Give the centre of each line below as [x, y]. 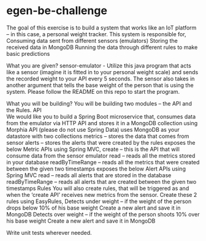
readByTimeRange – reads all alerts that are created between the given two [101, 182]
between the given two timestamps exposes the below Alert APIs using [96, 169]
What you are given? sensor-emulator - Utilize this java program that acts [99, 66]
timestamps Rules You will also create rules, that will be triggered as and [98, 188]
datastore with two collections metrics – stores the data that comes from [98, 136]
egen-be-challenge [57, 11]
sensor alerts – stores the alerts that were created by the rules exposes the [101, 142]
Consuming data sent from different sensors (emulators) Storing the [92, 40]
